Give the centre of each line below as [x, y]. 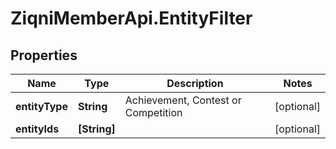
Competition [153, 112]
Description [195, 83]
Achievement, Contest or [183, 100]
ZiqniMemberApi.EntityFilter [131, 18]
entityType [41, 106]
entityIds [37, 129]
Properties [44, 55]
